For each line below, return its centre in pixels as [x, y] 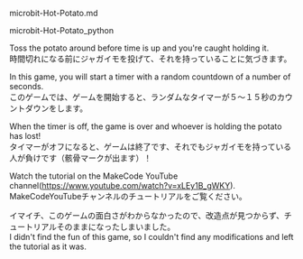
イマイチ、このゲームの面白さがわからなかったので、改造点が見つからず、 [147, 215]
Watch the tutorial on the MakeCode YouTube [94, 176]
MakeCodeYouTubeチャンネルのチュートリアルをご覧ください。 [129, 196]
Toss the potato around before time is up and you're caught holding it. [139, 48]
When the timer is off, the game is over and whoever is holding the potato [146, 126]
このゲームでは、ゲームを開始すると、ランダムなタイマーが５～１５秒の [143, 97]
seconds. [27, 86]
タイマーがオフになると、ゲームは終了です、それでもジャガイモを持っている [151, 147]
